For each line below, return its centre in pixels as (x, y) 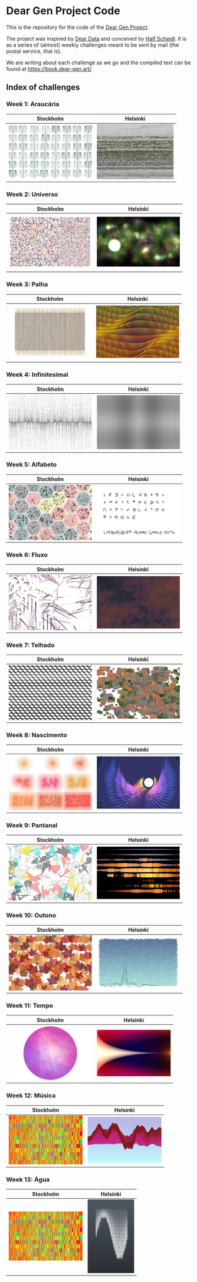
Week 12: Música (31, 1096)
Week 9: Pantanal (32, 825)
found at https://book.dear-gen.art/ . (50, 68)
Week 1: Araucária (33, 104)
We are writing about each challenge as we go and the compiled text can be (98, 63)
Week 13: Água (28, 1179)
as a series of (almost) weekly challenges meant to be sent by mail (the (93, 45)
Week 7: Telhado (30, 645)
